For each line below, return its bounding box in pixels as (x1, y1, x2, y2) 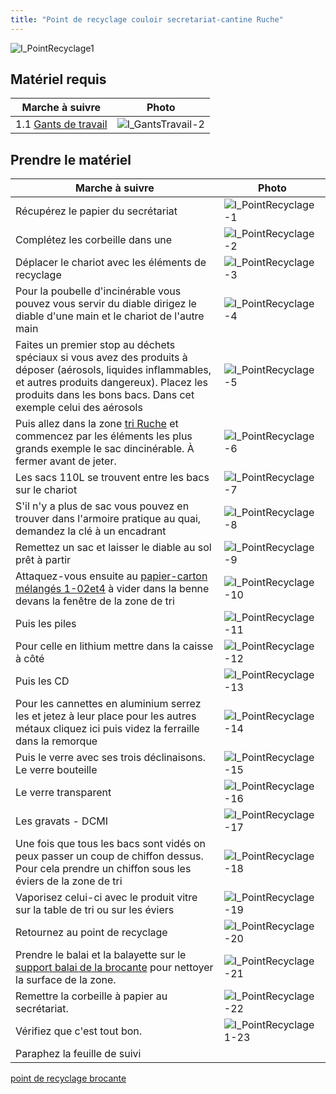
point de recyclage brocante (10, 1072, 127, 1085)
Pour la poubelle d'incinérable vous (15, 284, 182, 298)
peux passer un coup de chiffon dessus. (15, 849, 204, 863)
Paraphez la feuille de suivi (15, 1047, 142, 1061)
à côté (15, 652, 45, 666)
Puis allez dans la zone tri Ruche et (15, 417, 179, 431)
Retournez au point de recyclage (15, 926, 168, 940)
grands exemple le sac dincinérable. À (15, 442, 195, 456)
